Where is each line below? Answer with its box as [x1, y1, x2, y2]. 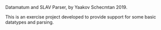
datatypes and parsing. [5, 19, 54, 25]
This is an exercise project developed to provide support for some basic [5, 14, 156, 19]
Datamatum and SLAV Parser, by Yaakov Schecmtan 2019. [5, 4, 127, 10]
